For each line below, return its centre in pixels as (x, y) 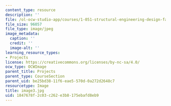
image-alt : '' (25, 48)
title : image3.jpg (25, 90)
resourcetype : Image (27, 86)
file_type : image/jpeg (29, 29)
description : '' (22, 15)
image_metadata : (22, 34)
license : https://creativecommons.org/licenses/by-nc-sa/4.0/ (73, 62)
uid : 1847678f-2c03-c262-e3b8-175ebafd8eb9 (52, 95)
